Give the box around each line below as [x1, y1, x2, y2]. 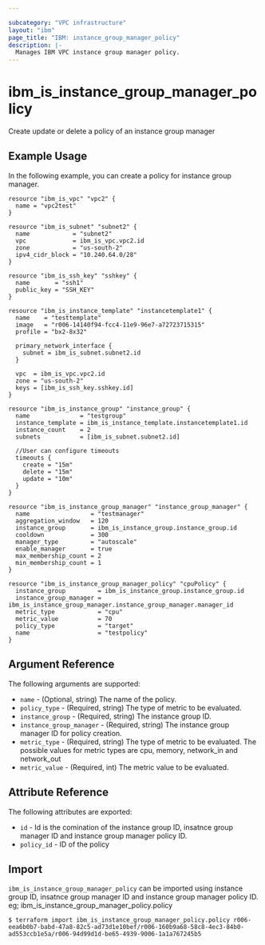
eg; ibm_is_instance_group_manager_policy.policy [8, 901, 173, 911]
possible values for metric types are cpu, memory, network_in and [19, 745, 238, 755]
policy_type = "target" [15, 622, 134, 630]
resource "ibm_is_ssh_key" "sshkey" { [8, 271, 137, 280]
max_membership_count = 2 [15, 551, 102, 560]
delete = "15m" [22, 467, 73, 476]
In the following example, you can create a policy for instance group [8, 170, 231, 180]
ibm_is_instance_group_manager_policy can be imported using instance [8, 883, 243, 893]
